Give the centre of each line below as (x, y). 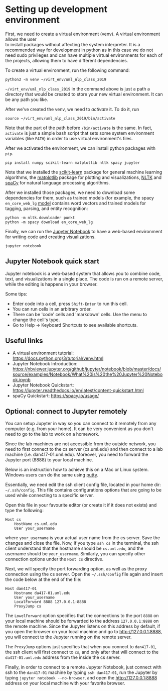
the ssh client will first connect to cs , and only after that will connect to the (82, 652)
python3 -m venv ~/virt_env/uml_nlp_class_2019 (56, 79)
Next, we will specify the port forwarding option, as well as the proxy (76, 569)
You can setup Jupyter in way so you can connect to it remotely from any (81, 424)
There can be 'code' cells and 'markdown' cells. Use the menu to (79, 314)
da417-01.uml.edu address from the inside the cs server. (63, 657)
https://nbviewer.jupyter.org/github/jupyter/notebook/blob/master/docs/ (87, 369)
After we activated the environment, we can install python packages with (80, 148)
